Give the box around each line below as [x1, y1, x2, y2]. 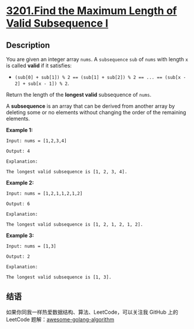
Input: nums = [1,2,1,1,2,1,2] [6, 190, 83, 196]
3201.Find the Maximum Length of [6, 4, 178, 18]
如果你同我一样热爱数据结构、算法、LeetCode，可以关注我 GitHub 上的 [6, 308, 178, 315]
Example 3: [6, 232, 34, 239]
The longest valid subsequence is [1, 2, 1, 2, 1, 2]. [6, 222, 143, 228]
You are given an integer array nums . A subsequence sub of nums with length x [6, 56, 188, 62]
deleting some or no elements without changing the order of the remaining [6, 109, 186, 116]
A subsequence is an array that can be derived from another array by [6, 103, 175, 110]
